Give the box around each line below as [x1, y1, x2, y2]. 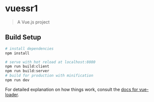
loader [5, 91, 18, 98]
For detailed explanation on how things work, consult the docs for [5, 86, 138, 92]
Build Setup [5, 33, 41, 41]
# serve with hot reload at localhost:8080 [5, 60, 96, 64]
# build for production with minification [5, 73, 93, 78]
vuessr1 [5, 3, 38, 14]
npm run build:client [5, 64, 50, 69]
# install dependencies [5, 46, 54, 51]
